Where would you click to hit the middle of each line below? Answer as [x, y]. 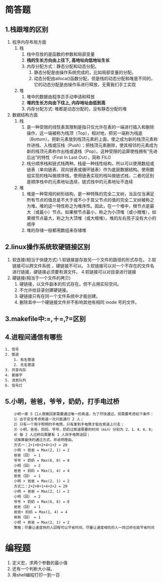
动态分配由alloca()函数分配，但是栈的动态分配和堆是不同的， [94, 78]
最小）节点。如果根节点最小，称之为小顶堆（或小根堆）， [96, 212]
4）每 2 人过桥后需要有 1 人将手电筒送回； [52, 435]
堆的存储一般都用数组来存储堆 [56, 230]
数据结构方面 [25, 115]
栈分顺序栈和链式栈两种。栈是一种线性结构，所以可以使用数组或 [90, 163]
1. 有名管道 [24, 360]
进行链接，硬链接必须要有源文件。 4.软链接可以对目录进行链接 [74, 272]
